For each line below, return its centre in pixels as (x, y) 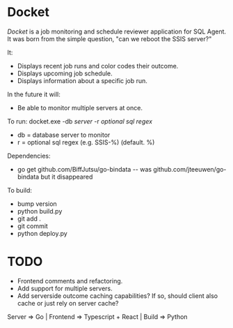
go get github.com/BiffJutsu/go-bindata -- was (84, 169)
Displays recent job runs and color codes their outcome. (98, 66)
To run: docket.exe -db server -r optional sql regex (80, 121)
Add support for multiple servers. (65, 288)
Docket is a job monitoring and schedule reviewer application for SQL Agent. (117, 31)
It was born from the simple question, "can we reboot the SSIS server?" (110, 38)
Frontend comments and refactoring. (70, 281)
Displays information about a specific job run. (82, 80)
